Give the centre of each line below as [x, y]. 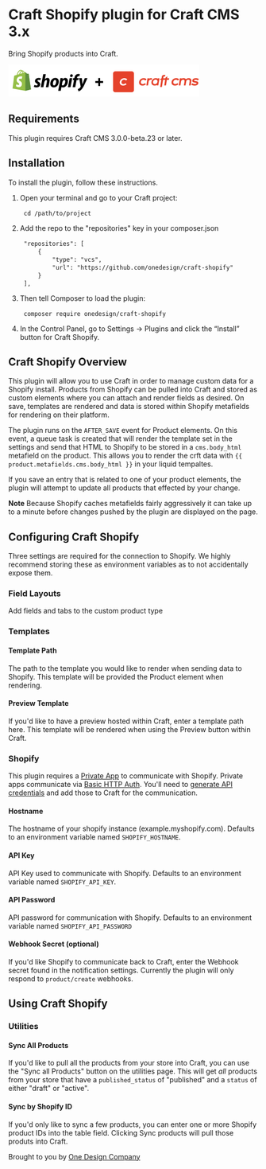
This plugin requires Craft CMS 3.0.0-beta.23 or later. [95, 138]
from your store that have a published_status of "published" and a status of [133, 1080]
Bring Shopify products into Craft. [64, 53]
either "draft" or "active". [49, 1089]
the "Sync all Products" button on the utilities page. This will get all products [133, 1071]
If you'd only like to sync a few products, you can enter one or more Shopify [133, 1124]
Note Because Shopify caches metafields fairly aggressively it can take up [130, 504]
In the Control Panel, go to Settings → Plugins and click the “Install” [129, 329]
